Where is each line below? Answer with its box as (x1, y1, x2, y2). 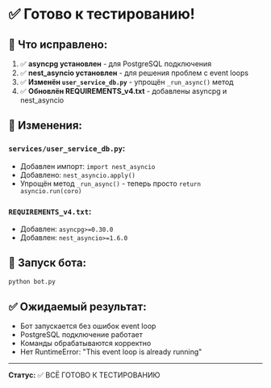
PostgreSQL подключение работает (19, 330, 143, 339)
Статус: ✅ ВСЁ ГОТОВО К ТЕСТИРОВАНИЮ (8, 370, 161, 380)
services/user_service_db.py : (8, 143, 126, 154)
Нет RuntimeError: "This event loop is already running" (19, 347, 202, 356)
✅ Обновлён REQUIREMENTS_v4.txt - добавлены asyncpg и (19, 86, 227, 95)
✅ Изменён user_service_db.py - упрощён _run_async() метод (19, 78, 234, 86)
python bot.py (8, 277, 56, 285)
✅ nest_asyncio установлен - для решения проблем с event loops (19, 68, 248, 78)
